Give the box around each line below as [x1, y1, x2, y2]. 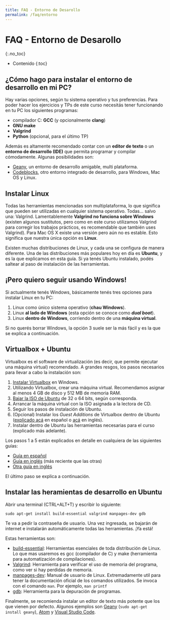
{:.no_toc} [5, 51, 26, 57]
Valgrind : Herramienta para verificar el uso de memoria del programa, [12, 561, 158, 567]
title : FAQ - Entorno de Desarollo [5, 7, 80, 13]
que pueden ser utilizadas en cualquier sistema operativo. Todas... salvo [5, 208, 156, 214]
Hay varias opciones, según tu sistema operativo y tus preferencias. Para [5, 97, 158, 103]
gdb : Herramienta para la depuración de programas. [12, 588, 121, 594]
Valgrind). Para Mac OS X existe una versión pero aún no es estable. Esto [5, 230, 158, 236]
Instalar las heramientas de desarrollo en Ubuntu [5, 488, 162, 497]
